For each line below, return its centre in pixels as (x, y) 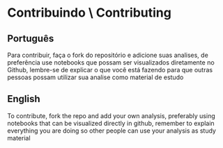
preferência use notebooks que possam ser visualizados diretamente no (111, 63)
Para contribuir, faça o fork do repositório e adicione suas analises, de (108, 55)
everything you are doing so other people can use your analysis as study (111, 131)
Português (31, 39)
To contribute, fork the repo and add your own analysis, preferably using (111, 115)
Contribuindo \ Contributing (90, 13)
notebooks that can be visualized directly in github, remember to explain (111, 123)
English (24, 99)
